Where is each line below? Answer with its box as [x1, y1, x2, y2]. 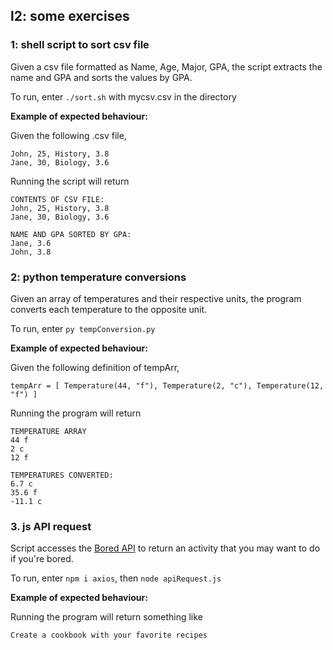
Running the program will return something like [10, 611, 203, 623]
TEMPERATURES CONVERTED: [10, 470, 114, 480]
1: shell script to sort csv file [10, 38, 150, 52]
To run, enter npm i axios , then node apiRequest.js [10, 572, 222, 584]
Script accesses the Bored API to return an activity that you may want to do [10, 542, 321, 554]
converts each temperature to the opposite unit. [10, 303, 208, 315]
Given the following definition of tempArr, [10, 361, 180, 373]
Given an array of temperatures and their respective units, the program [10, 292, 302, 304]
